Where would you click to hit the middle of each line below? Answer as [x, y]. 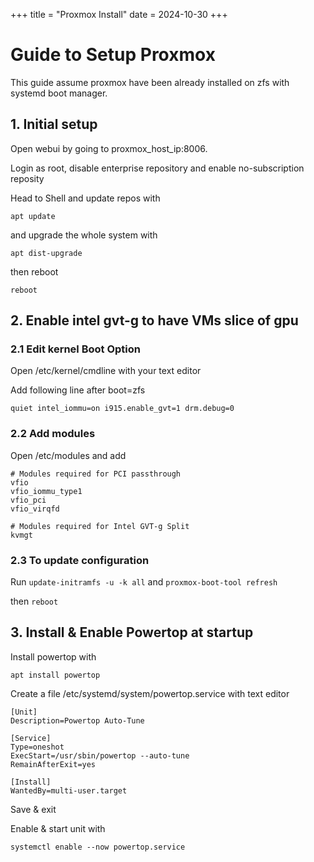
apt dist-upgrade [46, 253]
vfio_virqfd [35, 509]
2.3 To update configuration [80, 560]
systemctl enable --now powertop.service [98, 847]
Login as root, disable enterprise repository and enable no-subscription [157, 168]
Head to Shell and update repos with [85, 198]
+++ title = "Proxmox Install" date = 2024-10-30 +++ [119, 14]
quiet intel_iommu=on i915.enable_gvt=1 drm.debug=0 [122, 409]
